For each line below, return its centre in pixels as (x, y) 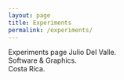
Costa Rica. (27, 69)
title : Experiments (40, 23)
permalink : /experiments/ (50, 30)
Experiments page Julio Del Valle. (62, 53)
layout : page (29, 15)
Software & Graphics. (42, 60)
